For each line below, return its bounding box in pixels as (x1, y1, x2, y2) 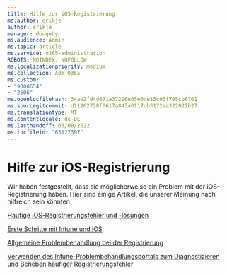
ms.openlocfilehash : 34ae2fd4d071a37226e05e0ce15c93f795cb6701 (7, 96, 198, 103)
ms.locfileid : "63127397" (7, 129, 83, 136)
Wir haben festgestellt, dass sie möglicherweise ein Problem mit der (7, 182, 206, 191)
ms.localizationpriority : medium (7, 63, 106, 70)
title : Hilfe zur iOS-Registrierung (7, 10, 115, 18)
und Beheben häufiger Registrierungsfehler (7, 259, 134, 269)
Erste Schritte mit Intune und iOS (7, 225, 103, 233)
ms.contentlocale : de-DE (7, 115, 81, 122)
